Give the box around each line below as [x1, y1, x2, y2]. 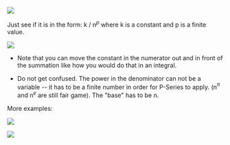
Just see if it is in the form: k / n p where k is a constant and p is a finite [7, 19, 207, 29]
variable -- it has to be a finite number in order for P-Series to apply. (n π [16, 81, 220, 91]
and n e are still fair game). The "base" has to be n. [16, 90, 159, 99]
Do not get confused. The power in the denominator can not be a [16, 74, 201, 82]
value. [7, 27, 25, 36]
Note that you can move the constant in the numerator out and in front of [16, 53, 223, 62]
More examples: [7, 104, 53, 112]
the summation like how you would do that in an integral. [16, 61, 177, 69]
